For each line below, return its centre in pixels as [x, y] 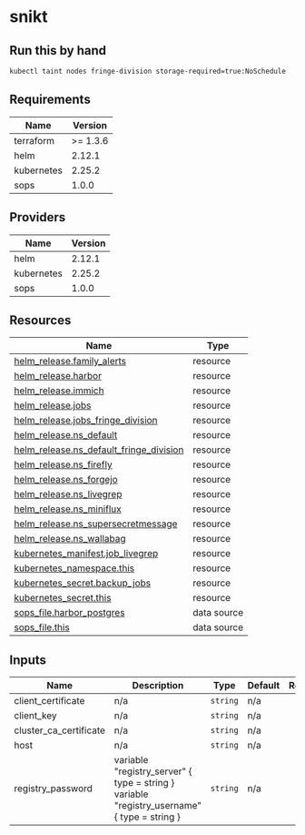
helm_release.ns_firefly [63, 464]
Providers [38, 217]
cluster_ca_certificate [60, 730]
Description [158, 686]
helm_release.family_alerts [70, 361]
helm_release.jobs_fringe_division [86, 421]
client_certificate [49, 701]
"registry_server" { [153, 771]
